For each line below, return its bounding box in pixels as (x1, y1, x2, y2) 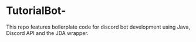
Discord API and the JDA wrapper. (6, 29, 89, 36)
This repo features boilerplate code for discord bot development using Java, (6, 23, 191, 30)
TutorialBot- (6, 4, 66, 17)
